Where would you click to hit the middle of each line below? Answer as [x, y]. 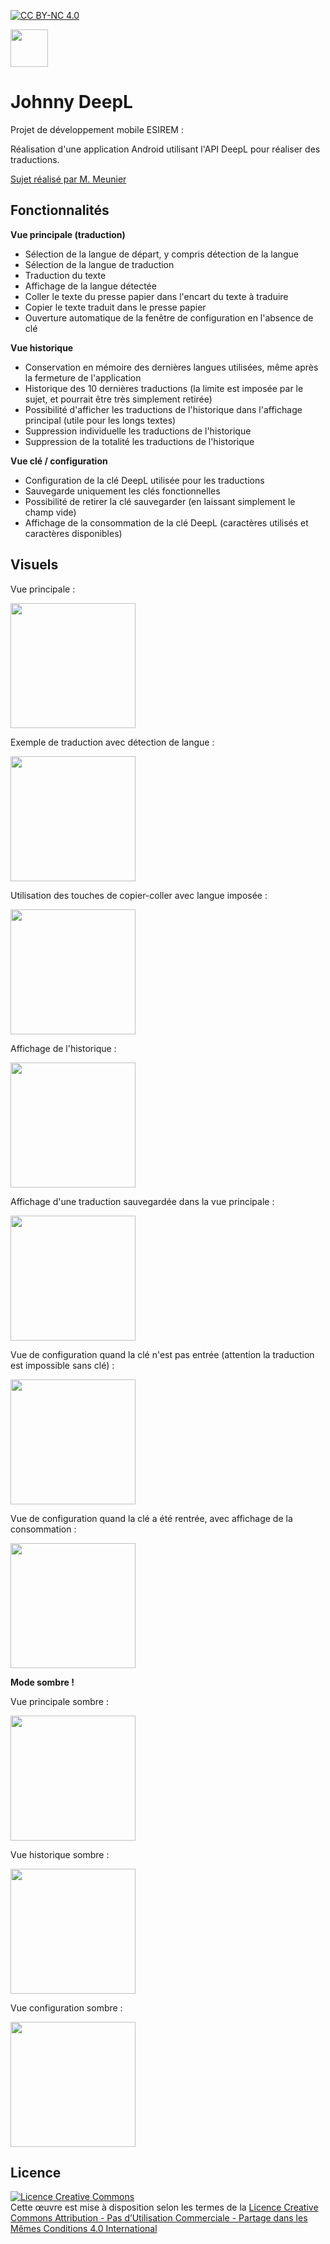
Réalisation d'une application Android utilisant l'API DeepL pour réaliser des [165, 149]
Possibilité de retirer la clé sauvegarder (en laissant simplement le [160, 501]
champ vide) [50, 512]
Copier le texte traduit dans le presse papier [115, 307]
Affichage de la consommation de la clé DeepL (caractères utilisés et [166, 522]
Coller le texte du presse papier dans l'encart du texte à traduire [156, 296]
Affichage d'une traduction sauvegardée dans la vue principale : [142, 1201]
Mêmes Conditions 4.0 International [84, 2229]
